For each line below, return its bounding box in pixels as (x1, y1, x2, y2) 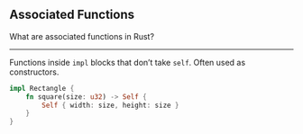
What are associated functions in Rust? (9, 31, 155, 41)
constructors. (9, 67, 60, 77)
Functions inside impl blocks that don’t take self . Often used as (9, 57, 246, 67)
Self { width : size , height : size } (41, 101, 179, 110)
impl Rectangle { (9, 84, 75, 93)
